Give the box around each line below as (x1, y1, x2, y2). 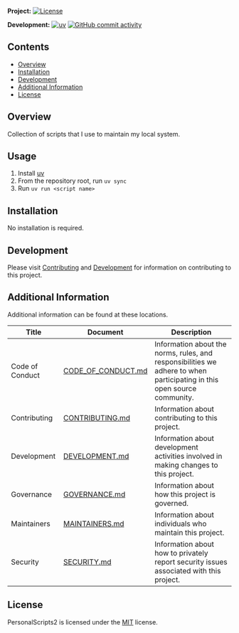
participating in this (154, 374, 219, 384)
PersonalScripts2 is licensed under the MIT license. (7, 617, 158, 626)
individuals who (154, 518, 207, 528)
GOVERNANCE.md (63, 489, 126, 499)
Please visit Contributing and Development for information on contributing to (7, 263, 231, 272)
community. (154, 392, 194, 402)
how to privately (154, 548, 208, 558)
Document (87, 327, 124, 337)
